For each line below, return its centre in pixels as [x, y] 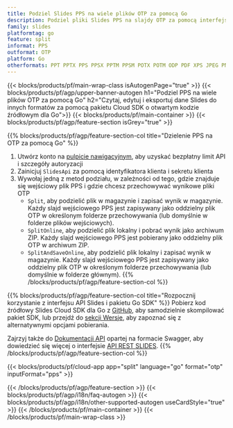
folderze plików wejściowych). [71, 222]
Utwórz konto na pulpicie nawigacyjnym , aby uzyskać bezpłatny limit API [121, 156]
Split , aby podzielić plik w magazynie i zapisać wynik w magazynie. [125, 200]
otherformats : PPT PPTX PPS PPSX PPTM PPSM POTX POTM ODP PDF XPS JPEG [113, 65]
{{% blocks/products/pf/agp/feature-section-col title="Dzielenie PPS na [110, 135]
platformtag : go [31, 33]
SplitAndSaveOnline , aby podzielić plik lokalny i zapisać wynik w [119, 252]
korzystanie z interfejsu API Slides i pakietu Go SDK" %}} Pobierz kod [106, 302]
